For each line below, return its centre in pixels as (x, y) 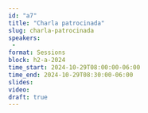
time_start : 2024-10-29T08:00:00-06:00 (74, 68)
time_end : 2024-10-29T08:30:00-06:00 (71, 75)
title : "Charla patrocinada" (56, 23)
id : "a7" (23, 16)
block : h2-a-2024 (37, 60)
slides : (21, 82)
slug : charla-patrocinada (51, 30)
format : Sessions (37, 53)
